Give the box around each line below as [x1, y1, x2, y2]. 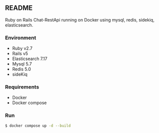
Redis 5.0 [12, 66, 31, 72]
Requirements [5, 84, 40, 90]
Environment [5, 34, 37, 41]
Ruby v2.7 [12, 45, 33, 51]
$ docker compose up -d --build [5, 123, 71, 128]
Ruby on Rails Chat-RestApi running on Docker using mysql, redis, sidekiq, [5, 17, 155, 22]
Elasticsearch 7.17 [12, 56, 48, 62]
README [5, 4, 33, 12]
